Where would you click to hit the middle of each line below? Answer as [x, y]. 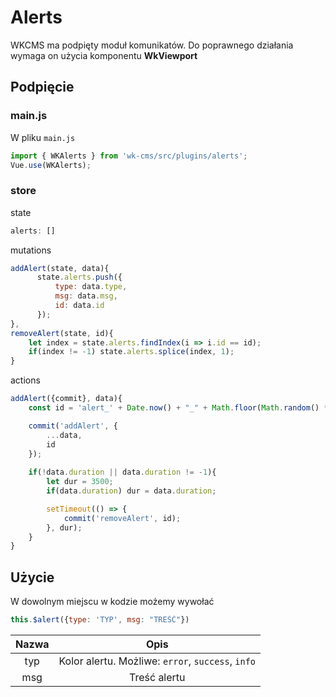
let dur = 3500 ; [80, 482]
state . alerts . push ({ [79, 277]
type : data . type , [91, 287]
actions [25, 380]
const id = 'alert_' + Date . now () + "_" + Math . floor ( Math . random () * [178, 408]
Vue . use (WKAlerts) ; [51, 165]
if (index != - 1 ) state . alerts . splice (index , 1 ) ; [131, 352]
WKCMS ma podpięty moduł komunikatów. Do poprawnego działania [152, 45]
